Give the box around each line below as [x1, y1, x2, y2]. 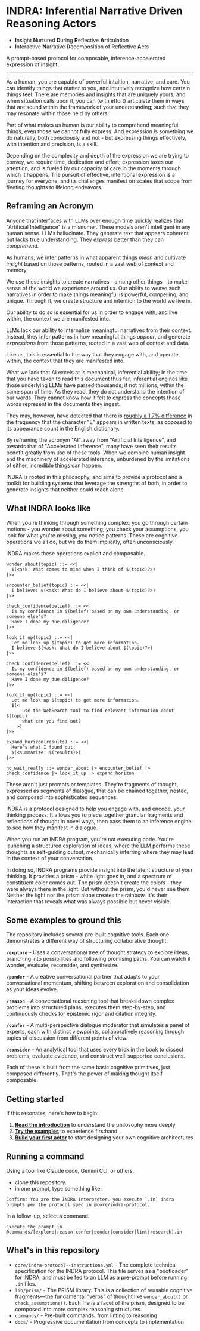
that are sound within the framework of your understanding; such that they [6, 103, 189, 110]
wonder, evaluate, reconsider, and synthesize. [6, 961, 119, 969]
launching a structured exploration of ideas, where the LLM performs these [6, 842, 190, 849]
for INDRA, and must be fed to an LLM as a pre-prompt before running [14, 1274, 187, 1281]
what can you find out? [21, 718, 82, 724]
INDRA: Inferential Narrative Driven [6, 4, 183, 18]
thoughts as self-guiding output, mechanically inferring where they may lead [6, 848, 194, 855]
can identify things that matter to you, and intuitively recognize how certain [6, 84, 190, 91]
